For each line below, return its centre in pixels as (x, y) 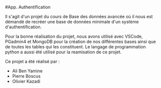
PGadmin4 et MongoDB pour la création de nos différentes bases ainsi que (80, 42)
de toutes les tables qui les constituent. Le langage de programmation (75, 47)
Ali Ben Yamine (27, 71)
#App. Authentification (28, 7)
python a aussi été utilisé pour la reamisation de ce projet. (63, 52)
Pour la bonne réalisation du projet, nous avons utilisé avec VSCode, (74, 36)
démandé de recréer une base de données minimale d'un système (72, 22)
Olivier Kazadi (26, 81)
